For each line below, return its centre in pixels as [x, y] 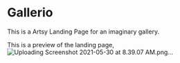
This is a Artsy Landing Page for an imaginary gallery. [83, 32]
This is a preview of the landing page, [61, 45]
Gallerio [30, 13]
